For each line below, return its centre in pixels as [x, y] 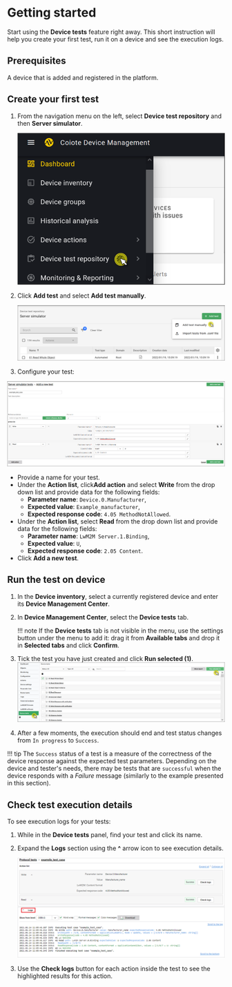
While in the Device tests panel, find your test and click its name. [110, 835]
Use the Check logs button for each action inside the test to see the [114, 968]
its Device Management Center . [64, 604]
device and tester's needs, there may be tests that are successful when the [114, 769]
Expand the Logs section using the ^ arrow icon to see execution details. [120, 848]
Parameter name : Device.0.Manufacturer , [87, 499]
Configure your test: [46, 372]
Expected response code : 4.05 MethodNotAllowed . [99, 514]
